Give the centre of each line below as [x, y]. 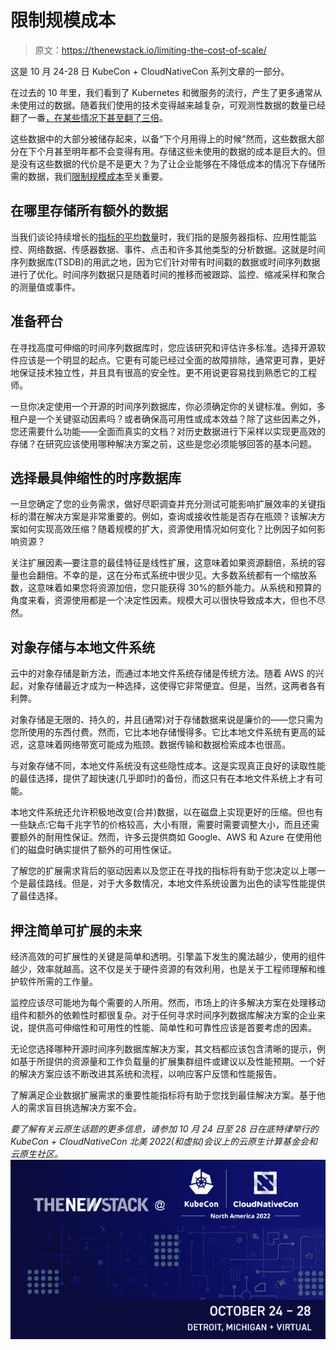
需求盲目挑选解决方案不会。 [84, 1107]
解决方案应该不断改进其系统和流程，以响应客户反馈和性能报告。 [150, 1074]
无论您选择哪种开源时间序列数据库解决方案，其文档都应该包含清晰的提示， [163, 1049]
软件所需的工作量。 [58, 981]
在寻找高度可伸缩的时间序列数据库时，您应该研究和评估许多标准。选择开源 [163, 347]
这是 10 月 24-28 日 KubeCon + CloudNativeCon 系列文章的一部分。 [150, 71]
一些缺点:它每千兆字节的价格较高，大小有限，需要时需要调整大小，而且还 [161, 825]
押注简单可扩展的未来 [76, 930]
